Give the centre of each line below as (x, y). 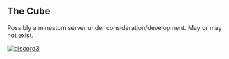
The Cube (29, 11)
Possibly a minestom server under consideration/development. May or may (114, 27)
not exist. (20, 35)
